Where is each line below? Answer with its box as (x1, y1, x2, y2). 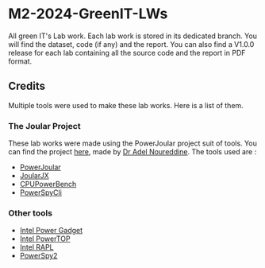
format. (8, 56, 33, 66)
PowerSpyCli (19, 188, 62, 197)
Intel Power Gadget (19, 226, 83, 235)
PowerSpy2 (19, 251, 58, 261)
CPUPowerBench (19, 180, 77, 189)
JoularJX (19, 171, 49, 181)
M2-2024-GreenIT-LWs (8, 5, 168, 23)
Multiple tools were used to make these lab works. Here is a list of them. (8, 100, 244, 110)
